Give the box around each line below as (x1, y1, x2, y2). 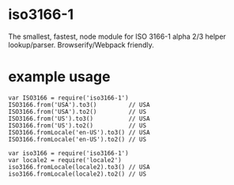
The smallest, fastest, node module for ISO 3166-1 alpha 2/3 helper (8, 32, 227, 41)
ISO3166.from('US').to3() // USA (8, 115, 150, 123)
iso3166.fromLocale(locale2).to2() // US (8, 170, 147, 178)
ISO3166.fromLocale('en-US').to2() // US (8, 135, 147, 143)
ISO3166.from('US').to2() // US (8, 121, 147, 130)
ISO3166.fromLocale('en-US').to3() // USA (8, 128, 150, 136)
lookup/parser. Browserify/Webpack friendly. (8, 40, 154, 49)
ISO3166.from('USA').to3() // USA (8, 100, 150, 108)
